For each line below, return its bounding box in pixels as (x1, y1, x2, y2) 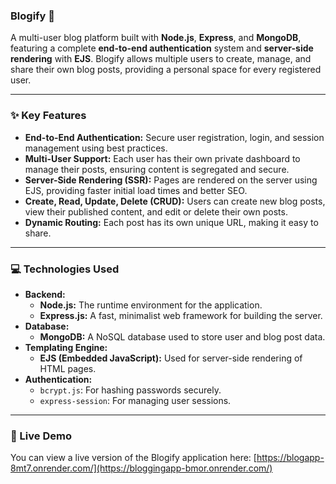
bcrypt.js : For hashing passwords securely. (39, 384, 222, 396)
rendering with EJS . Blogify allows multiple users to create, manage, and (10, 53, 312, 65)
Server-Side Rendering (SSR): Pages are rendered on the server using (24, 174, 318, 186)
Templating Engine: (24, 341, 108, 353)
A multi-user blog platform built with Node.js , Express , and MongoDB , (10, 32, 302, 44)
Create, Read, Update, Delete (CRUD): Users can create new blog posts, (24, 195, 326, 207)
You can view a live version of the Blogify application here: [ (10, 452, 257, 464)
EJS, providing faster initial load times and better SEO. (24, 184, 248, 196)
